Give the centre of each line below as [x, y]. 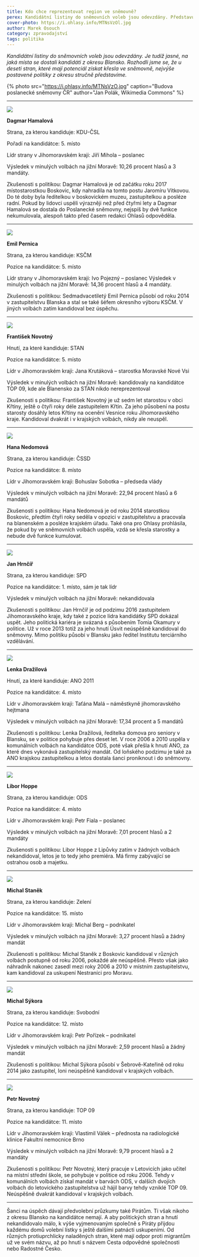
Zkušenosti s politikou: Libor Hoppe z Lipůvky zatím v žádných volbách [93, 850]
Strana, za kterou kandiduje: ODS [47, 797]
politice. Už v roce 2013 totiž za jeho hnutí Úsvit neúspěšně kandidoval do [97, 628]
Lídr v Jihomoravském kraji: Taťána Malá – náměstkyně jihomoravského [94, 704]
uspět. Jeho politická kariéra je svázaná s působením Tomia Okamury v [93, 622]
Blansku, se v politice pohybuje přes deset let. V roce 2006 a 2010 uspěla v [98, 739]
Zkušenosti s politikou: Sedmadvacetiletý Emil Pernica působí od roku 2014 [98, 296]
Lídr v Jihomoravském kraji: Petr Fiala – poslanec [66, 820]
